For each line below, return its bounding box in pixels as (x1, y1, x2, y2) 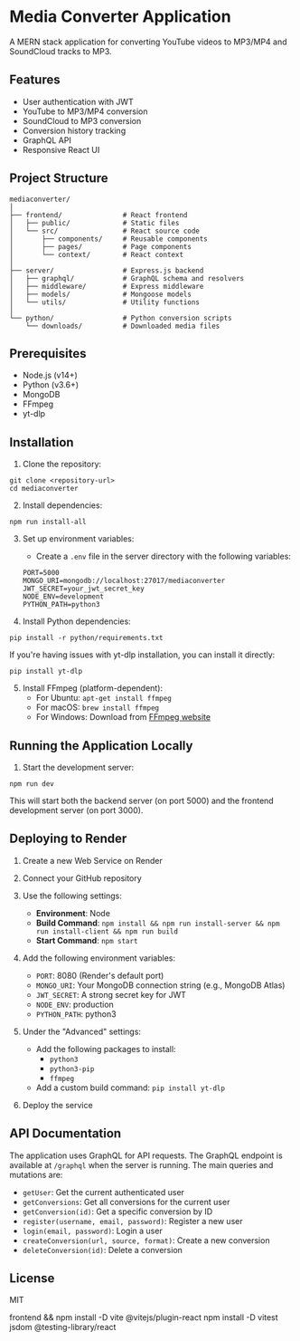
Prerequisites (9, 346, 87, 361)
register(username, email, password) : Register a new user (22, 1215, 243, 1226)
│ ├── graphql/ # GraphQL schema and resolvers (9, 273, 245, 283)
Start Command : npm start (35, 934, 138, 945)
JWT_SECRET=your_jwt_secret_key (22, 584, 145, 594)
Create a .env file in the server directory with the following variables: (35, 551, 292, 562)
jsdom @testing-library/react (9, 1322, 117, 1333)
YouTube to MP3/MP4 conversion (22, 106, 148, 117)
